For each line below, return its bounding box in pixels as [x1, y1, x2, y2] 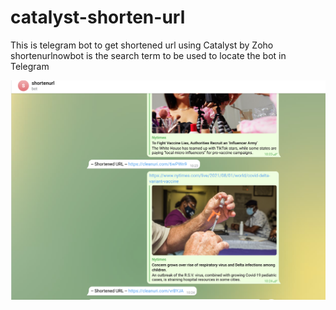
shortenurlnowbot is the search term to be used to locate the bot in [10, 49, 287, 61]
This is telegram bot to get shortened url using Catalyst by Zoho [10, 39, 274, 51]
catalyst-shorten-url [10, 6, 186, 29]
